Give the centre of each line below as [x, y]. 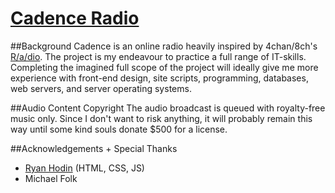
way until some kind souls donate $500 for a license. [119, 129]
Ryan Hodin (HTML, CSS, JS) [84, 168]
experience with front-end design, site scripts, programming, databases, [159, 78]
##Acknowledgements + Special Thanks [94, 148]
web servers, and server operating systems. [101, 88]
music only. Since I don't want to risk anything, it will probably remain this [161, 118]
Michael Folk [51, 178]
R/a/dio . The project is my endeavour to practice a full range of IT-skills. [158, 56]
